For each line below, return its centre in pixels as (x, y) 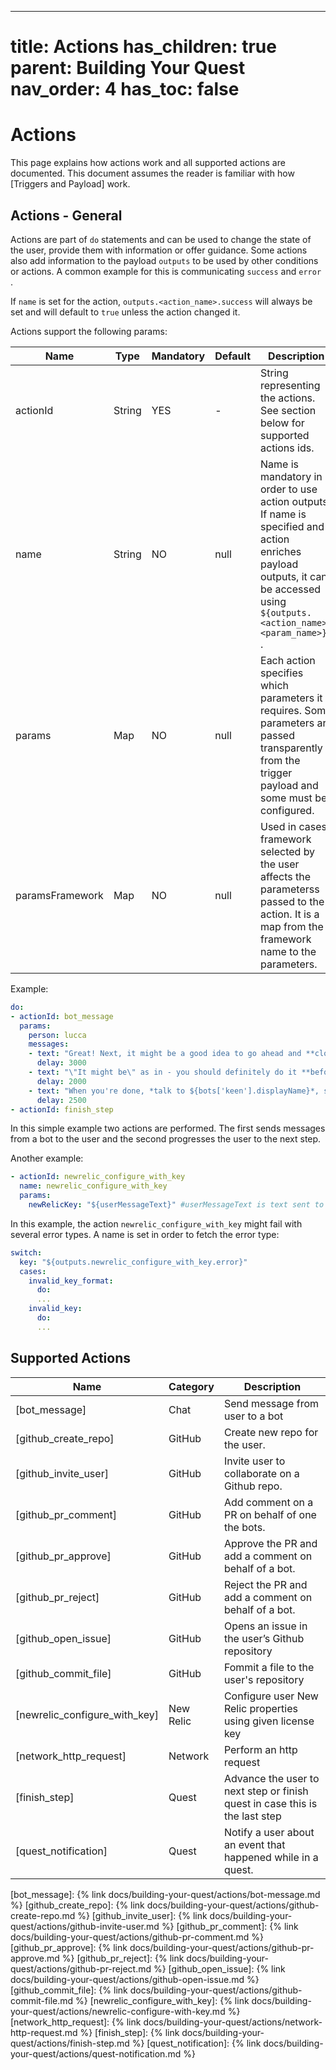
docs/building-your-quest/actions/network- (233, 2022)
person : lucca (57, 1035)
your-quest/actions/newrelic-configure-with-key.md (118, 2011)
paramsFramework (59, 895)
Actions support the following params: (89, 331)
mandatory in (291, 476)
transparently (291, 748)
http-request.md (44, 2032)
